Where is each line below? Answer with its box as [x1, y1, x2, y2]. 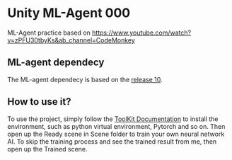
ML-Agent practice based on [7, 28, 91, 37]
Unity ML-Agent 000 [7, 5, 131, 21]
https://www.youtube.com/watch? [91, 28, 192, 37]
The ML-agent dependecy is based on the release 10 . [7, 75, 163, 84]
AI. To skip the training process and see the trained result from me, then [7, 137, 217, 146]
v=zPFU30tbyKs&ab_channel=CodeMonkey [7, 35, 136, 44]
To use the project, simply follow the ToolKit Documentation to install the [7, 115, 219, 123]
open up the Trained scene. [7, 144, 88, 153]
